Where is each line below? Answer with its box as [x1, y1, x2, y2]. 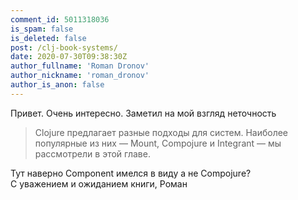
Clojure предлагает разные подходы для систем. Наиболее [34, 126, 289, 138]
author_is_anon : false [10, 80, 105, 90]
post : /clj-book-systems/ [10, 42, 118, 53]
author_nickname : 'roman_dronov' [10, 71, 150, 81]
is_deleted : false [10, 33, 87, 43]
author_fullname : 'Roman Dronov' [10, 61, 150, 71]
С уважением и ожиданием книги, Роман [10, 177, 188, 190]
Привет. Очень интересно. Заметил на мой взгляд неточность [10, 107, 277, 119]
